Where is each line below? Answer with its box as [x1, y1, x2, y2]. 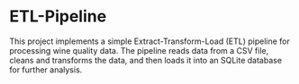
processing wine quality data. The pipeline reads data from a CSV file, [9, 45, 269, 55]
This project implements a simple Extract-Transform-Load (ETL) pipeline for [9, 36, 291, 46]
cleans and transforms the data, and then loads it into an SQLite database [9, 55, 282, 65]
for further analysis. [9, 64, 83, 75]
